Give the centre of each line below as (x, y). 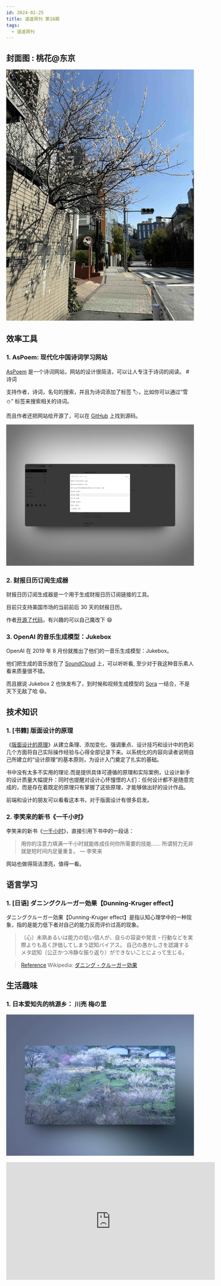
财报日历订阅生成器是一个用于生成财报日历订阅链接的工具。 (79, 594)
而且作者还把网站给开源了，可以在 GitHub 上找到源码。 (74, 416)
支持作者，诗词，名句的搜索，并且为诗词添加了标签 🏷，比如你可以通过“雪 (97, 392)
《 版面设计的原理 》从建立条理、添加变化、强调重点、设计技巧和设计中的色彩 (100, 745)
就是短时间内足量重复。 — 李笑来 (61, 851)
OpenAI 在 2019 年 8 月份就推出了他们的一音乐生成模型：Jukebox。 (89, 651)
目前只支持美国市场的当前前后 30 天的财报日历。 (66, 607)
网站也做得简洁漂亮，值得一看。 (45, 864)
